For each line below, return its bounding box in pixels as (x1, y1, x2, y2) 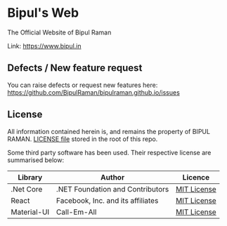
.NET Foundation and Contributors (56, 184, 169, 194)
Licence (182, 172, 210, 182)
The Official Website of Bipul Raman (7, 28, 112, 36)
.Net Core (11, 184, 43, 194)
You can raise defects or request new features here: (7, 81, 158, 89)
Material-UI (11, 207, 50, 217)
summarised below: (7, 156, 65, 164)
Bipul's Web (7, 5, 79, 21)
